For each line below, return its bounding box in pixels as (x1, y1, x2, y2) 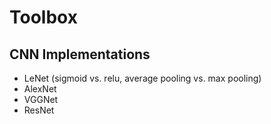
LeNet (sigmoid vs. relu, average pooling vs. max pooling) (23, 72, 262, 84)
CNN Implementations (9, 46, 151, 63)
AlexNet (23, 83, 57, 95)
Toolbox (9, 6, 78, 29)
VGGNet (23, 94, 59, 105)
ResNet (23, 104, 55, 116)
